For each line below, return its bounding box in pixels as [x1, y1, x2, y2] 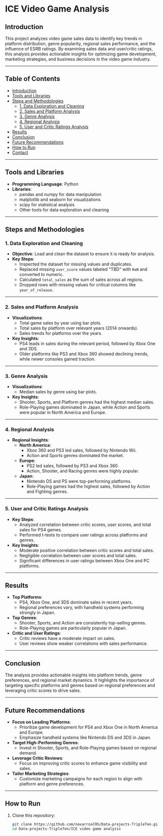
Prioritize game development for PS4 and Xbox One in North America [19, 724, 158, 730]
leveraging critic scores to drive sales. [5, 688, 81, 693]
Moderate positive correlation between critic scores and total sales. [19, 547, 154, 553]
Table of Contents [5, 75, 61, 83]
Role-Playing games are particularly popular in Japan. [19, 625, 127, 631]
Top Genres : [12, 615, 37, 621]
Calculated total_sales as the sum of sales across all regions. [19, 277, 144, 282]
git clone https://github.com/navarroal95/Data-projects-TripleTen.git [12, 821, 160, 827]
